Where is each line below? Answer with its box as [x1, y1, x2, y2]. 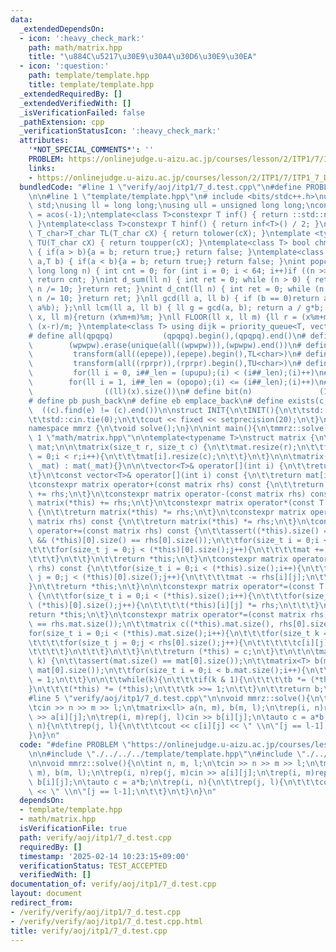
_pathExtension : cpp [19, 117, 105, 127]
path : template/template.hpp [28, 71, 150, 81]
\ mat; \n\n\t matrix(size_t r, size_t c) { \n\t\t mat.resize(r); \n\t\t [28, 442, 325, 453]
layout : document [10, 889, 83, 899]
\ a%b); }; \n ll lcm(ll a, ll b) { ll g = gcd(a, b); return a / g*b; [28, 303, 325, 313]
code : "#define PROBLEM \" [19, 740, 132, 750]
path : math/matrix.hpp [28, 42, 123, 53]
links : [28, 163, 56, 173]
